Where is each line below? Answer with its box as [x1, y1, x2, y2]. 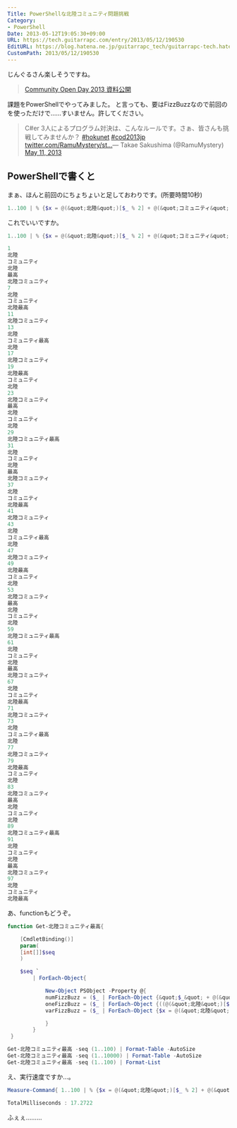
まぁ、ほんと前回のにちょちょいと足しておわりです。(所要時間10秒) [7, 190, 203, 198]
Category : [7, 17, 37, 24]
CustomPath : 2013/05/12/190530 [7, 50, 99, 57]
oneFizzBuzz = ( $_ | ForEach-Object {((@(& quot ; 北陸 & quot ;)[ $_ [44, 1000, 233, 1007]
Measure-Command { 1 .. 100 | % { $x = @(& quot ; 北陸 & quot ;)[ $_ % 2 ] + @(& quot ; [7, 1086, 233, 1093]
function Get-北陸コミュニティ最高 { [7, 922, 104, 930]
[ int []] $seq [20, 949, 55, 956]
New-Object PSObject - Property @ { [44, 987, 147, 995]
